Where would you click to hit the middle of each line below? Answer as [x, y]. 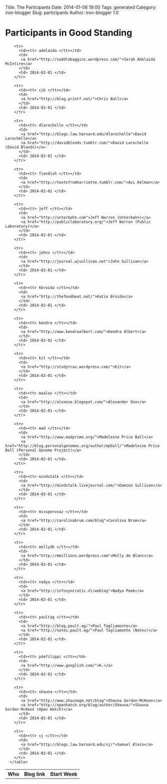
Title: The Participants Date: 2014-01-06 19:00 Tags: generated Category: [81, 7]
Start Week [63, 774]
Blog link [35, 774]
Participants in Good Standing [69, 33]
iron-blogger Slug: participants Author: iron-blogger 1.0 [62, 13]
